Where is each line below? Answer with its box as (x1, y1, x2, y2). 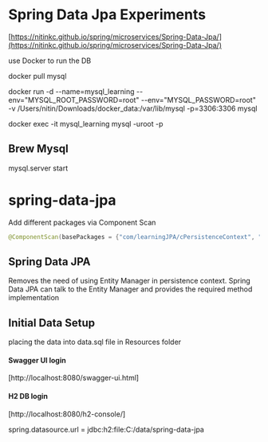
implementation (8, 293, 60, 303)
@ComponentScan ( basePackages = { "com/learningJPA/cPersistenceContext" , (8, 233, 255, 241)
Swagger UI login (8, 355, 66, 365)
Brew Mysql (8, 142, 69, 156)
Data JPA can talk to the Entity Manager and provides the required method (8, 284, 253, 294)
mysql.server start (8, 163, 69, 173)
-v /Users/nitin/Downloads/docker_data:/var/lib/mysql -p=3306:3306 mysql (8, 104, 258, 113)
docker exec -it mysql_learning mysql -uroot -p (8, 119, 164, 128)
